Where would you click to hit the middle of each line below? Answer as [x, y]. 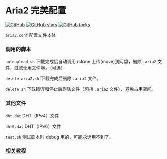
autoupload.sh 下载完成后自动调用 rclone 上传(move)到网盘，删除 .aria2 [81, 62]
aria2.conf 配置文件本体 [31, 35]
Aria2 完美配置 [36, 10]
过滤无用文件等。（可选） [39, 68]
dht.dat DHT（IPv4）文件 [32, 115]
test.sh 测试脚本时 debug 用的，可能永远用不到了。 [59, 137]
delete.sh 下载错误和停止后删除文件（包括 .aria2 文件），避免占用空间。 [81, 89]
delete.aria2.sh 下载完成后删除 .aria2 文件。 [53, 78]
